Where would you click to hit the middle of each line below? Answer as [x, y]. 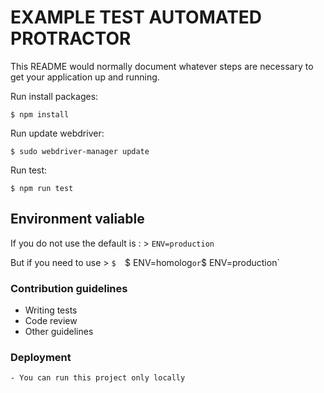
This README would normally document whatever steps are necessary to [162, 66]
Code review [51, 321]
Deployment [41, 357]
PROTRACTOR [71, 38]
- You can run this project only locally [98, 378]
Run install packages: [54, 96]
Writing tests [51, 310]
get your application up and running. [85, 77]
